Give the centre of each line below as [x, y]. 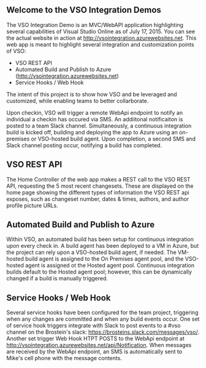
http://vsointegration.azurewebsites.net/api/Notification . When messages [99, 345]
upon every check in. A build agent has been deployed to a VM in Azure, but [103, 246]
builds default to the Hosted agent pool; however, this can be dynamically [99, 272]
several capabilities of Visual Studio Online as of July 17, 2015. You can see [101, 31]
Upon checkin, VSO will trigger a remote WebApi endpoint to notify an [94, 112]
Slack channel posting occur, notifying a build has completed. [84, 145]
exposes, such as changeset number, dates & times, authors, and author [97, 199]
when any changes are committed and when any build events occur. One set [103, 319]
